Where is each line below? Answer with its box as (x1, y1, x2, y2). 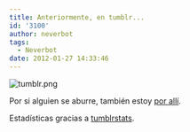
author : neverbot (9, 29, 74, 38)
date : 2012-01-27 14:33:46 (9, 54, 109, 63)
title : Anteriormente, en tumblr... (9, 12, 145, 22)
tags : (9, 37, 29, 47)
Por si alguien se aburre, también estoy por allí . (9, 96, 182, 106)
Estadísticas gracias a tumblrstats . (9, 113, 135, 123)
